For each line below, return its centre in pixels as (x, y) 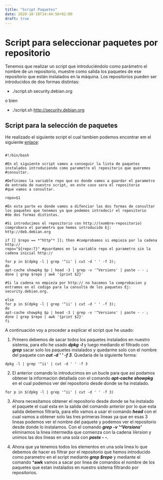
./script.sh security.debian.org (42, 91)
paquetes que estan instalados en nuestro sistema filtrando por (75, 467)
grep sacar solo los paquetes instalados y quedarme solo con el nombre (84, 350)
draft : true (17, 18)
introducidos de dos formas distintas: (42, 82)
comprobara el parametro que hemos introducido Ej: (58, 228)
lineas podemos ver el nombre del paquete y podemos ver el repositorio (84, 422)
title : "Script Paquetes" (31, 9)
